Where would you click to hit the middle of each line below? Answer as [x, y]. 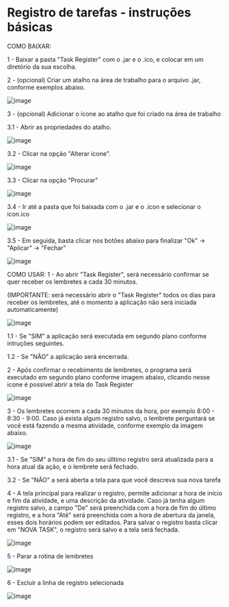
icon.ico [18, 214]
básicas [30, 27]
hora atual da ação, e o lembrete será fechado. [73, 467]
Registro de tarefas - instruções [99, 13]
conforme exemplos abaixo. [46, 87]
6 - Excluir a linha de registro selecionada [66, 582]
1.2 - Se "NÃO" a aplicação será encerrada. [68, 356]
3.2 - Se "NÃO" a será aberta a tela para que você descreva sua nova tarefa [114, 480]
